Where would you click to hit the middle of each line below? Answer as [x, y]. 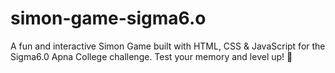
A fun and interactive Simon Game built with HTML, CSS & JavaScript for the [168, 46]
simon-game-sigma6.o [108, 18]
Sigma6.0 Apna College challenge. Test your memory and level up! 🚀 [151, 56]
